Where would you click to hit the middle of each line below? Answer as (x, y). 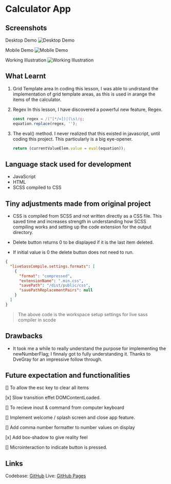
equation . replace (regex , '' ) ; (45, 124)
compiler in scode (37, 320)
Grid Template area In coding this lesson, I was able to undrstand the (85, 88)
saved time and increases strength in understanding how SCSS (79, 222)
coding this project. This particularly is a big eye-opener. (73, 139)
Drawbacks (24, 336)
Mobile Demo (20, 50)
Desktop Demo (21, 40)
